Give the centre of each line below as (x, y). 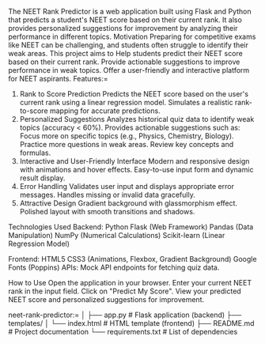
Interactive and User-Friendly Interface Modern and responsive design (134, 161)
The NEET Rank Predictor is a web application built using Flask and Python (130, 11)
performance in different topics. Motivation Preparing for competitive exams (132, 36)
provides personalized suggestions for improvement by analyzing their (123, 28)
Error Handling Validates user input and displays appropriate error (127, 186)
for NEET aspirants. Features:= (58, 79)
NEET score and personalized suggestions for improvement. (106, 299)
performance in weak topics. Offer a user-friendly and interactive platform (129, 70)
